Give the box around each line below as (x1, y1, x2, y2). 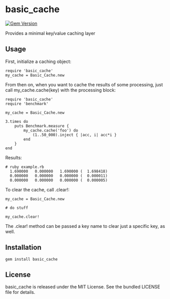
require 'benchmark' (5, 101, 49, 106)
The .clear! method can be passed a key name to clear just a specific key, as (5, 223, 165, 229)
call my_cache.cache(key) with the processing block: (5, 87, 116, 93)
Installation (5, 243, 42, 252)
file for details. (5, 289, 36, 295)
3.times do (5, 119, 28, 124)
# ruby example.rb (5, 164, 44, 170)
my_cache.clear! (5, 214, 40, 219)
